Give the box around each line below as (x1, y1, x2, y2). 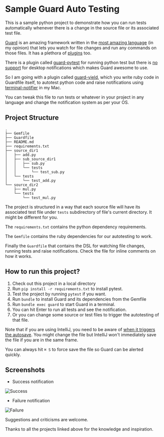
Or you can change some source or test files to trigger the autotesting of (12, 311, 160, 317)
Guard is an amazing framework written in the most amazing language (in (5, 39, 154, 45)
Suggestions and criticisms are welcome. (5, 417, 88, 423)
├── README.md (5, 139, 34, 144)
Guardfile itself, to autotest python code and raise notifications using (5, 79, 144, 85)
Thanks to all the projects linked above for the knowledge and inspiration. (5, 426, 154, 432)
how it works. (5, 253, 32, 259)
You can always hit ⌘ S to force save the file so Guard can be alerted (5, 346, 144, 352)
